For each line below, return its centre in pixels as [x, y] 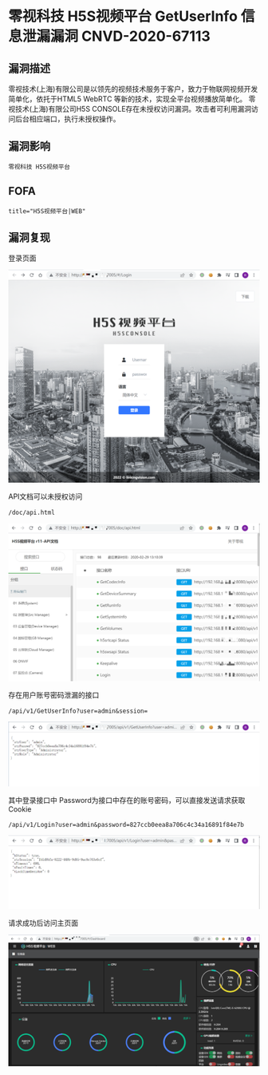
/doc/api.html [32, 512]
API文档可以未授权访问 [45, 496]
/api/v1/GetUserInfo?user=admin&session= [78, 711]
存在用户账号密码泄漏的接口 [54, 695]
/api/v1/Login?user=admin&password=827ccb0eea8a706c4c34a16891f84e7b [126, 825]
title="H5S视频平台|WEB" [47, 211]
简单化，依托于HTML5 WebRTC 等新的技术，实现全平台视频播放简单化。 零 [132, 99]
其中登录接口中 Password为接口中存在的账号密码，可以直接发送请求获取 [127, 800]
